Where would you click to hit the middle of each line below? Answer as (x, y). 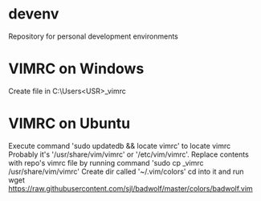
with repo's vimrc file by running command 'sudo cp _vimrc (106, 162)
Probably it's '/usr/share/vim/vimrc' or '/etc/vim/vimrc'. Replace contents (128, 154)
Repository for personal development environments (93, 36)
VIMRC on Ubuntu (69, 123)
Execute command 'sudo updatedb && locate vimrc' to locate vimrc (120, 146)
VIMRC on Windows (76, 69)
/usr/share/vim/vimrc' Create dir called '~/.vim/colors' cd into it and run (126, 171)
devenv (34, 14)
